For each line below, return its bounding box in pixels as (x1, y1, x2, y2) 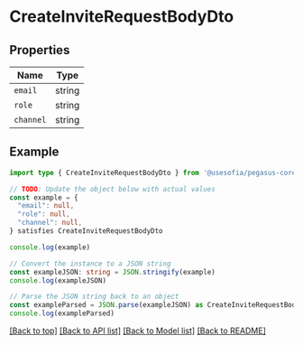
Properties (9, 42, 70, 58)
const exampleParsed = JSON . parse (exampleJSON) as (9, 301, 204, 310)
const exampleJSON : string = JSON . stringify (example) (9, 267, 216, 276)
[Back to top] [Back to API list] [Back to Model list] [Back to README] (9, 325, 266, 336)
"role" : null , (17, 210, 70, 219)
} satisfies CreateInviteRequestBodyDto (9, 227, 164, 236)
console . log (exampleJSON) (9, 275, 106, 285)
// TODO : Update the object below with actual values (9, 184, 216, 193)
